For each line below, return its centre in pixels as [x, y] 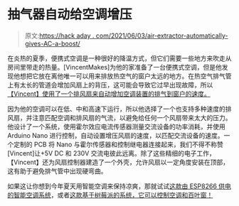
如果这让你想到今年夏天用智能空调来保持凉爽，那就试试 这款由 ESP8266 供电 [119, 186]
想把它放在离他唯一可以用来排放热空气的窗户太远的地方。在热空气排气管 [126, 76]
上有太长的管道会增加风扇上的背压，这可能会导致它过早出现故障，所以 [110, 85]
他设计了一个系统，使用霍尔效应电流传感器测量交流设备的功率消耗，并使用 [116, 126]
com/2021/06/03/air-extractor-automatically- [162, 36]
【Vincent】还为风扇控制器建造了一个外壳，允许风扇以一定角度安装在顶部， [118, 162]
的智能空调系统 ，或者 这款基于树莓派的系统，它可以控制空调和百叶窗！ [110, 195]
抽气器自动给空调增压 [70, 15]
